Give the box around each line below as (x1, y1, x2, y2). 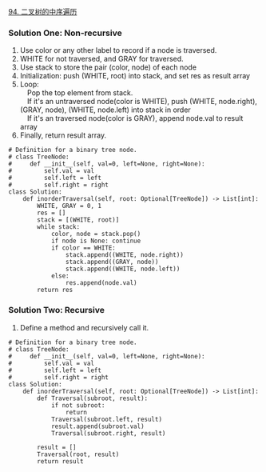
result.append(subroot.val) (50, 422, 145, 430)
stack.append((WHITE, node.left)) (65, 265, 181, 274)
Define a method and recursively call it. (19, 322, 149, 332)
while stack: (37, 223, 81, 231)
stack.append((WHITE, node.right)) (65, 251, 184, 259)
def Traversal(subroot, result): (37, 394, 149, 402)
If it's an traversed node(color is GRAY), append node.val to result (26, 114, 244, 123)
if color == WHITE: (50, 244, 116, 252)
